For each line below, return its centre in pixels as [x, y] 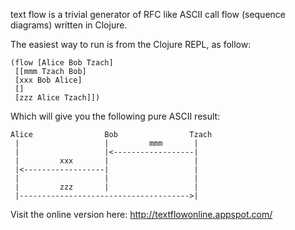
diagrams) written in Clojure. [69, 25]
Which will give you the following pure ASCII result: [115, 116]
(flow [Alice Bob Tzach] [62, 63]
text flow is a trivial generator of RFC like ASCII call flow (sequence [148, 14]
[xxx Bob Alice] [48, 80]
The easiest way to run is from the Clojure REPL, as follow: [131, 44]
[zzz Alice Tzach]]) [57, 98]
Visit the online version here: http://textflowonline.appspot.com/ [141, 214]
